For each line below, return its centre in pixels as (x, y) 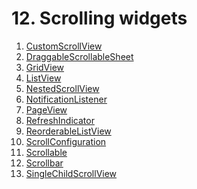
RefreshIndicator (60, 120)
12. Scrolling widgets (99, 18)
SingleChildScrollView (71, 173)
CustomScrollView (64, 46)
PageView (46, 109)
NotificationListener (66, 99)
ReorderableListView (68, 131)
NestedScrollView (62, 88)
